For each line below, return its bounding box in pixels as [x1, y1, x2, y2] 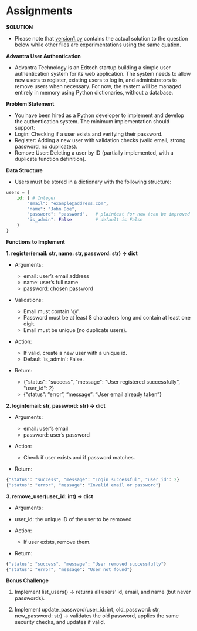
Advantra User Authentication [6, 52, 81, 59]
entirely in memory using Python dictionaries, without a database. [14, 89, 174, 96]
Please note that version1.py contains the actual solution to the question [14, 35, 188, 42]
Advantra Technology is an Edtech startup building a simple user [14, 63, 171, 71]
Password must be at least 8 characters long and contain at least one [23, 314, 191, 321]
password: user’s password [23, 431, 90, 438]
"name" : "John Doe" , [27, 206, 77, 212]
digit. [23, 320, 36, 327]
